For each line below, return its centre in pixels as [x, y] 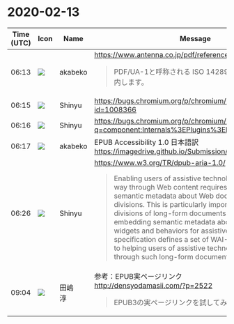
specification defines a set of [161, 239]
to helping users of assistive [159, 248]
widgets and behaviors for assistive [172, 231]
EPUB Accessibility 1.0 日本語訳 [146, 142]
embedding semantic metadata [165, 222]
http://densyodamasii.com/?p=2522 [153, 285]
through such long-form [154, 256]
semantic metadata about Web [164, 196]
